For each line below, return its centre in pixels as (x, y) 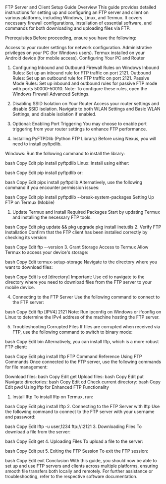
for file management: (27, 367)
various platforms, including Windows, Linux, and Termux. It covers (74, 18)
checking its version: (26, 237)
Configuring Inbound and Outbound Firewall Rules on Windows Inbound (86, 67)
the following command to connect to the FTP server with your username (80, 412)
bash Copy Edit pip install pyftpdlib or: (44, 173)
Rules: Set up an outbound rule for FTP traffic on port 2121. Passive (81, 78)
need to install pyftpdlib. (37, 144)
